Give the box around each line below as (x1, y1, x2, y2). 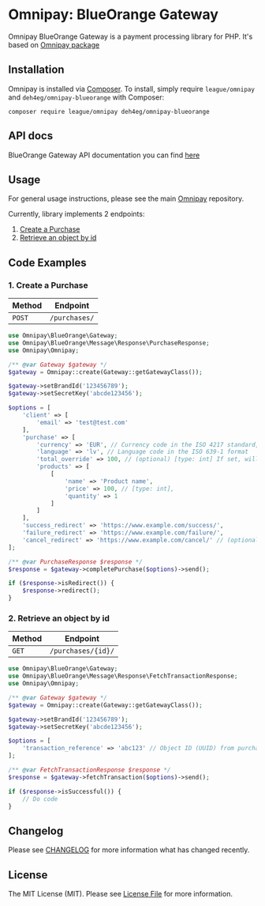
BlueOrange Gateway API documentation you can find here (8, 150, 200, 160)
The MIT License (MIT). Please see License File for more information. (8, 889, 233, 899)
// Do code (22, 795, 58, 803)
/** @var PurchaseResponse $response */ (8, 557, 144, 566)
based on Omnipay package (8, 40, 100, 49)
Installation (8, 63, 65, 77)
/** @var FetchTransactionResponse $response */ (8, 766, 171, 774)
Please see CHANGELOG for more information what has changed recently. (8, 845, 250, 855)
